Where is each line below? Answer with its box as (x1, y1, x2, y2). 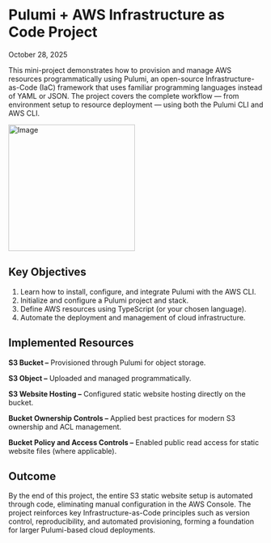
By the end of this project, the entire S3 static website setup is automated (8, 491, 253, 501)
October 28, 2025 (8, 49, 68, 59)
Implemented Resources (8, 336, 134, 350)
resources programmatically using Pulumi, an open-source (8, 74, 205, 83)
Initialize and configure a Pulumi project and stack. (19, 295, 188, 305)
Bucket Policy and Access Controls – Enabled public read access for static (8, 437, 260, 447)
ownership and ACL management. (8, 422, 122, 431)
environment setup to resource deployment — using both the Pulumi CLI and (8, 100, 264, 109)
